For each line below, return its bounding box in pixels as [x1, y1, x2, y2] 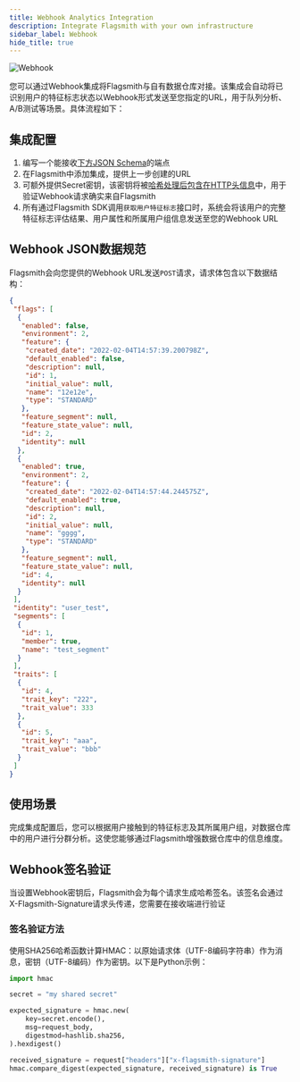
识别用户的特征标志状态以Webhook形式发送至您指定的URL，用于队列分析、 [9, 92, 287, 103]
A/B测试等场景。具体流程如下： [9, 104, 125, 114]
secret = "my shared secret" [9, 990, 118, 999]
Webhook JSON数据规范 [9, 242, 146, 257]
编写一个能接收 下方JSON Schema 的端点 [21, 157, 171, 168]
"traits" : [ [12, 670, 58, 679]
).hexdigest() [9, 1039, 62, 1048]
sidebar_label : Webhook [9, 29, 98, 38]
